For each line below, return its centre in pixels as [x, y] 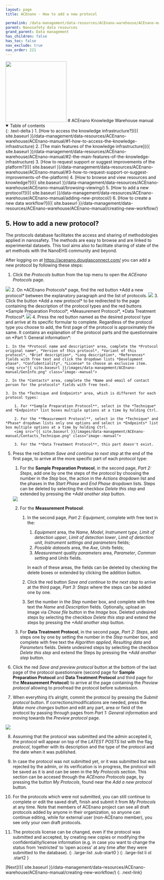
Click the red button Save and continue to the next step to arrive [91, 582]
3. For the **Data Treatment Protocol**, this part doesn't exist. [84, 445]
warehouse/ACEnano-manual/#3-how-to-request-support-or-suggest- [77, 172]
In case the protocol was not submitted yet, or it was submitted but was [84, 761]
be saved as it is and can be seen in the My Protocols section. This [79, 772]
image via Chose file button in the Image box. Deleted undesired [91, 612]
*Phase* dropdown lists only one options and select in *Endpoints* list [82, 423]
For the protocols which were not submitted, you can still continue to [81, 797]
